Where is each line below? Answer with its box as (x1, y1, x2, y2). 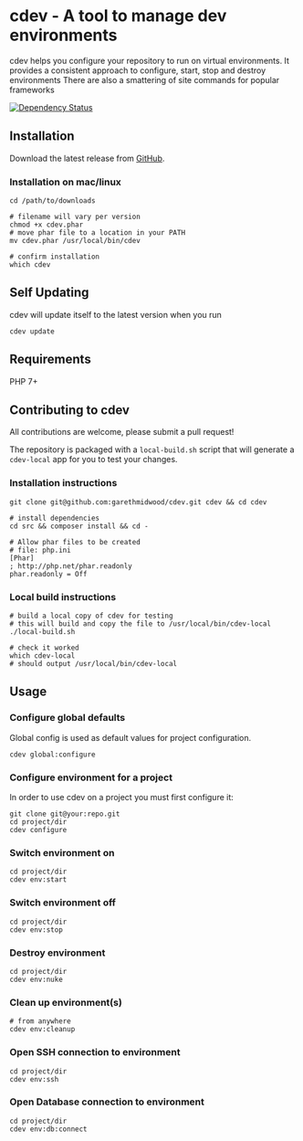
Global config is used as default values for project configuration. (9, 732, 252, 743)
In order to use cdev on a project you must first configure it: (9, 792, 235, 803)
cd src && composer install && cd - (9, 522, 149, 531)
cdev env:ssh (9, 1074, 59, 1083)
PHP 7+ (9, 375, 38, 386)
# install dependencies (9, 513, 100, 523)
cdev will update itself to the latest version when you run (9, 309, 222, 320)
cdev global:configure (9, 750, 96, 759)
